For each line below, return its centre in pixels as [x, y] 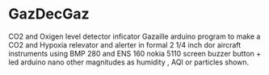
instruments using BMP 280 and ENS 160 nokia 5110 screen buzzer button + [135, 53]
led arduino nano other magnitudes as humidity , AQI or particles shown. [129, 62]
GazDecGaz [49, 14]
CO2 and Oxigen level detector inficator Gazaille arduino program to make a [134, 36]
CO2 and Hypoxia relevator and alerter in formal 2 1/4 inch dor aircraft [125, 44]
